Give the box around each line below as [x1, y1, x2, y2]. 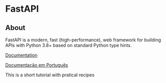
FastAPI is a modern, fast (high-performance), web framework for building [5, 37, 161, 43]
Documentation [5, 52, 38, 58]
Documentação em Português [5, 62, 68, 68]
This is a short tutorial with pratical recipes [5, 72, 95, 78]
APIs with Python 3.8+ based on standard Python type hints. [5, 42, 132, 48]
